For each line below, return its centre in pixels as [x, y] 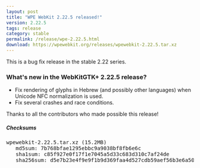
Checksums [21, 128]
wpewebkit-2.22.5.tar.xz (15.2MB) [57, 142]
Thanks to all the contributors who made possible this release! [82, 114]
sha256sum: [32, 160]
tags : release [24, 28]
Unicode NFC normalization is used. [59, 96]
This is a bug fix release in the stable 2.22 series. [66, 61]
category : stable [28, 34]
